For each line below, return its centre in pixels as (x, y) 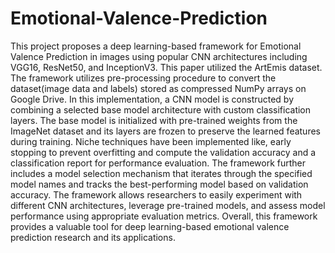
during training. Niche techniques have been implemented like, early (151, 141)
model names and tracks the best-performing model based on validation (159, 184)
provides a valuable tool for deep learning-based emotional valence (150, 226)
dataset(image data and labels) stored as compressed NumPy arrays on (158, 88)
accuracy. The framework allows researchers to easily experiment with (156, 194)
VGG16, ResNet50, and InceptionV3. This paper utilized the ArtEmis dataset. (166, 67)
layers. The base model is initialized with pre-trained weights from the (154, 120)
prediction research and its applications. (93, 237)
